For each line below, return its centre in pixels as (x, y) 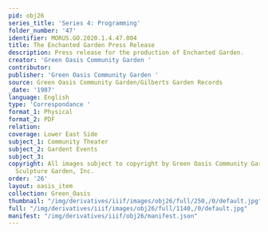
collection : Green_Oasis (49, 193)
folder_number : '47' (43, 30)
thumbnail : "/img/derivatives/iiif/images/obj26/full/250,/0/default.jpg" (135, 201)
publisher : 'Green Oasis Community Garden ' (83, 75)
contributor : (30, 68)
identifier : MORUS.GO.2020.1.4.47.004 (73, 38)
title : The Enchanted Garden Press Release (82, 45)
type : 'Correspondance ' (49, 104)
